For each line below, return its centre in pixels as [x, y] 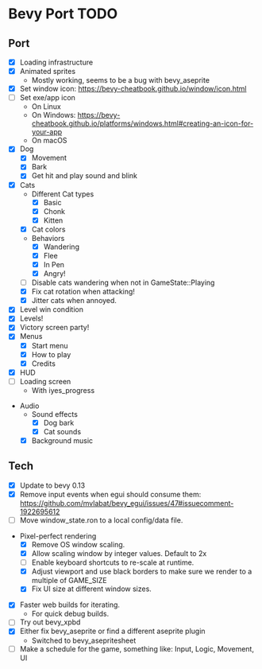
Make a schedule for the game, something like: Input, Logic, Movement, [137, 648]
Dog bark [59, 422]
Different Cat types [63, 194]
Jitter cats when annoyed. [74, 301]
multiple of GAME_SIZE [69, 581]
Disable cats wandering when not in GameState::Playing [123, 282]
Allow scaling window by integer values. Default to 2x [119, 554]
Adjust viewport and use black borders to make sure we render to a [142, 572]
